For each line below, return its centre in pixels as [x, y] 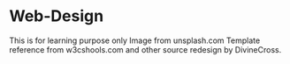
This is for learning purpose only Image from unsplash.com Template [135, 40]
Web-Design [57, 16]
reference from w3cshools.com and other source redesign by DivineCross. [145, 49]
